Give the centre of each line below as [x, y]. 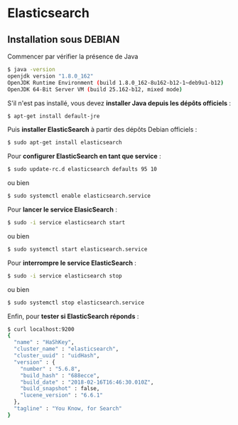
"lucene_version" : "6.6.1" [61, 395]
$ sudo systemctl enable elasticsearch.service [79, 196]
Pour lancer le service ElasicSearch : [62, 209]
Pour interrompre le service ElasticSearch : [72, 263]
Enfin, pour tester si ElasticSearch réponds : [73, 316]
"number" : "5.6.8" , [50, 369]
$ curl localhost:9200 [41, 329]
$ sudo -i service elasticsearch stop [65, 276]
